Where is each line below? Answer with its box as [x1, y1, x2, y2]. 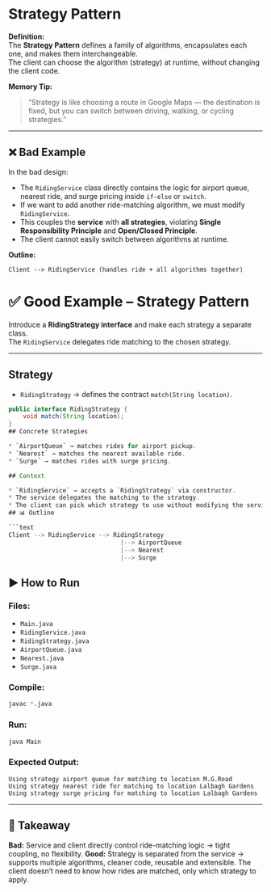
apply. [8, 874, 29, 884]
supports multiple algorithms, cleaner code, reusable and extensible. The [8, 857, 252, 867]
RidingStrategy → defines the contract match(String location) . [19, 389, 232, 399]
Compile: [8, 681, 45, 692]
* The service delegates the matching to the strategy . [8, 494, 200, 502]
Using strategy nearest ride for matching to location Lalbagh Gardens [8, 782, 254, 790]
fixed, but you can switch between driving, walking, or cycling [27, 106, 234, 116]
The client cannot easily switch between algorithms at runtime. [19, 234, 229, 243]
